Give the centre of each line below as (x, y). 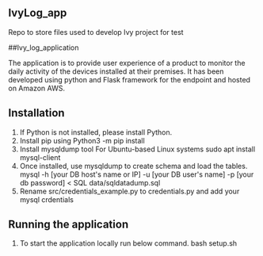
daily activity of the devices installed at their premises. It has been (116, 71)
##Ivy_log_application (44, 48)
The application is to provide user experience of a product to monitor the (127, 63)
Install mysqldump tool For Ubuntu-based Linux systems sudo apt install (137, 149)
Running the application (69, 225)
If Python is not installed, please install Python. (96, 132)
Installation (36, 113)
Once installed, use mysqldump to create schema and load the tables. (133, 166)
